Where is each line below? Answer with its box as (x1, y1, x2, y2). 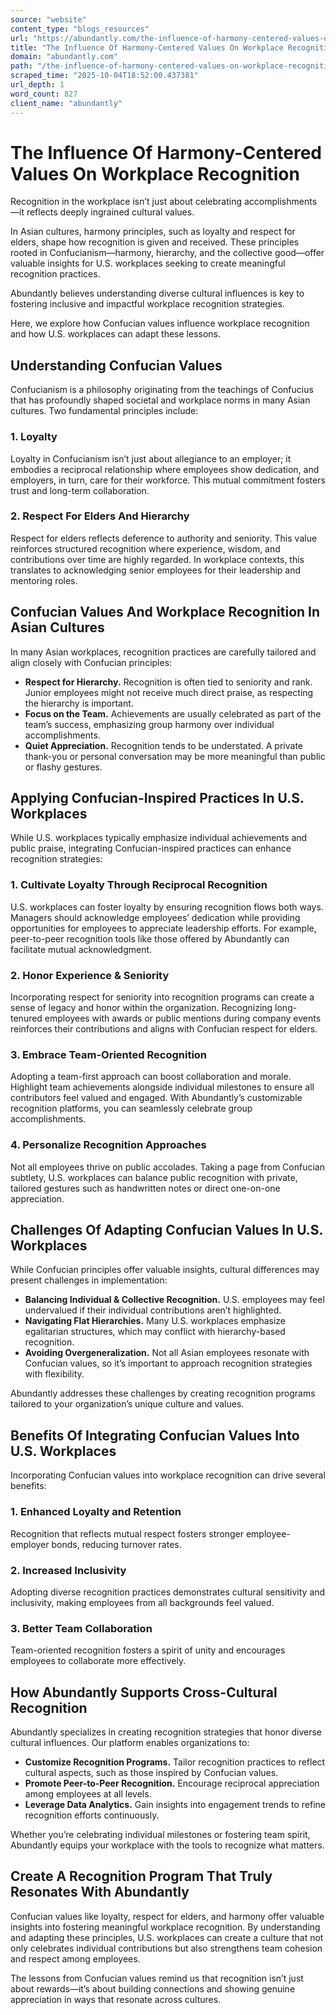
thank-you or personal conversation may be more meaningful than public (24, 750, 326, 762)
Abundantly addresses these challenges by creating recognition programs (10, 1387, 316, 1400)
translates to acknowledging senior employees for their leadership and (10, 564, 302, 576)
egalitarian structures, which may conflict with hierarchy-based (24, 1326, 286, 1338)
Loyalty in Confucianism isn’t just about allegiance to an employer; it (10, 452, 292, 465)
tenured (10, 1012, 43, 1025)
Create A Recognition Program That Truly (10, 1868, 273, 1885)
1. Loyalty (10, 430, 58, 444)
